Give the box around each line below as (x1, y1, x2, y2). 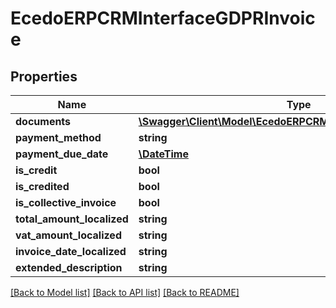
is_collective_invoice (15, 196, 117, 209)
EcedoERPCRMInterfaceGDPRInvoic (10, 7, 316, 30)
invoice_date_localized (15, 245, 127, 258)
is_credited (15, 180, 70, 193)
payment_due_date (15, 147, 109, 161)
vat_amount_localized (15, 228, 122, 242)
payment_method (15, 131, 102, 144)
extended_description (15, 261, 123, 274)
